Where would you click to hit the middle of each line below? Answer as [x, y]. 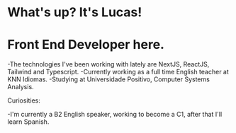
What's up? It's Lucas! [75, 12]
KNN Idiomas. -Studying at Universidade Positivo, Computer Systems [109, 79]
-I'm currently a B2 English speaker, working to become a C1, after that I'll [115, 115]
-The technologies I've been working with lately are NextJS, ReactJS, [108, 64]
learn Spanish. [28, 122]
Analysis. [21, 87]
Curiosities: [24, 100]
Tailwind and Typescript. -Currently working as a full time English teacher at [118, 72]
